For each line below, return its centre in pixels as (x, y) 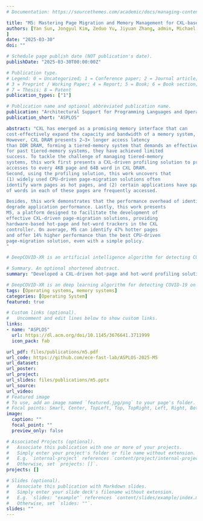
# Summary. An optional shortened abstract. (63, 268)
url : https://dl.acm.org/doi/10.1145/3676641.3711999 (81, 335)
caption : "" (27, 420)
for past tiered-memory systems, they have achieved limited (85, 151)
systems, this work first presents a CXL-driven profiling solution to (98, 162)
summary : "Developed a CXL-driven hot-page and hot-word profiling (93, 274)
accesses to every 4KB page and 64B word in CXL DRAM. (77, 168)
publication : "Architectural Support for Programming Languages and (94, 112)
